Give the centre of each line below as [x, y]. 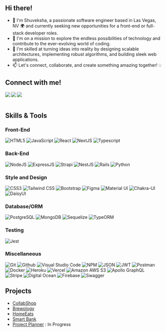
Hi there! [19, 8]
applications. [25, 59]
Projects [18, 291]
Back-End [17, 154]
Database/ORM [24, 206]
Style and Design [26, 177]
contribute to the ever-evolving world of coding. [61, 43]
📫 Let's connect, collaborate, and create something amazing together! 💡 [87, 65]
